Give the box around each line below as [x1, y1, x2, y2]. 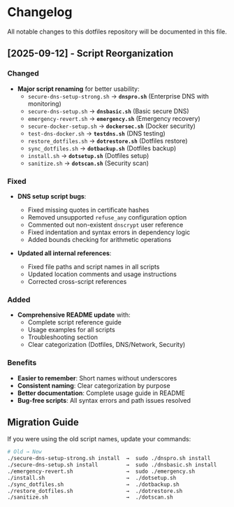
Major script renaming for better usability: [17, 85, 140, 93]
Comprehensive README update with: [17, 310, 131, 319]
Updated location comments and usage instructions [27, 270, 177, 278]
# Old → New [7, 448, 42, 455]
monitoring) [27, 99, 61, 108]
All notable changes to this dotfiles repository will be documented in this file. [7, 27, 227, 36]
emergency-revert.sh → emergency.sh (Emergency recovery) [27, 114, 200, 122]
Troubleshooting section [27, 333, 98, 341]
